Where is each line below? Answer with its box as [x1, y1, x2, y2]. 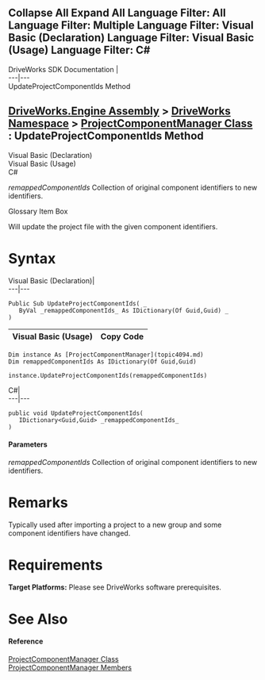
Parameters [8, 440, 48, 449]
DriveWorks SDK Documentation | [8, 64, 119, 74]
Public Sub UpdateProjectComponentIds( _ [8, 299, 148, 308]
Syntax [8, 249, 56, 267]
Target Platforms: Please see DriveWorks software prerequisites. [8, 582, 222, 592]
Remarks [8, 494, 69, 511]
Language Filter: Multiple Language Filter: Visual [8, 19, 254, 33]
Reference [8, 636, 44, 646]
